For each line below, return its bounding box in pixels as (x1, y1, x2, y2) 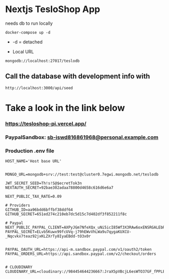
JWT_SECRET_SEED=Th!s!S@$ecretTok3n (5, 181, 82, 186)
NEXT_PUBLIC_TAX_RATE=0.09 (5, 194, 62, 199)
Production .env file (5, 147, 54, 154)
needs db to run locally (5, 20, 53, 26)
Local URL (12, 48, 34, 54)
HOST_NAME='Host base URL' (5, 159, 62, 164)
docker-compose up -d (5, 30, 51, 35)
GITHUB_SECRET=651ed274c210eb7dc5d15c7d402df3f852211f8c (5, 212, 127, 217)
